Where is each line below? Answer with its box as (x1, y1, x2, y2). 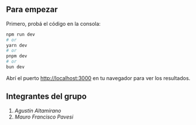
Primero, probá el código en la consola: (6, 20, 101, 27)
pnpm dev (6, 53, 27, 59)
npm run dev (6, 32, 35, 37)
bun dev (6, 64, 25, 70)
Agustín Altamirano (14, 107, 61, 114)
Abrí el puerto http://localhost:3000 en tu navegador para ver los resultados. (6, 74, 191, 81)
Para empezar (6, 5, 58, 15)
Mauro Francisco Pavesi (14, 113, 74, 120)
